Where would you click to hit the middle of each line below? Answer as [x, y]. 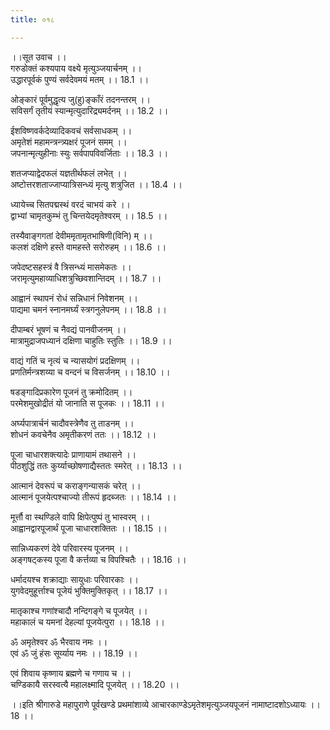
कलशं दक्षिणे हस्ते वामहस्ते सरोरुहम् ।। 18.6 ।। [88, 247]
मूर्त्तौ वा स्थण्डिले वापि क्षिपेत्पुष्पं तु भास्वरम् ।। [80, 517]
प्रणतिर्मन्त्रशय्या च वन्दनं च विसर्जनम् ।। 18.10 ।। [90, 372]
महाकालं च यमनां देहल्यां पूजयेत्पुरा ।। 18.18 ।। [88, 622]
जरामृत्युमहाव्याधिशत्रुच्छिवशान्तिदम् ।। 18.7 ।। [86, 278]
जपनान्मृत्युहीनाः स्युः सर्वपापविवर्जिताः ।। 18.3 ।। [89, 153]
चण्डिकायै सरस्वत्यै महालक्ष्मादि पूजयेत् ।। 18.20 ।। [95, 684]
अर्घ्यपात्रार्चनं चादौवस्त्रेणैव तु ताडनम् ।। [72, 423]
